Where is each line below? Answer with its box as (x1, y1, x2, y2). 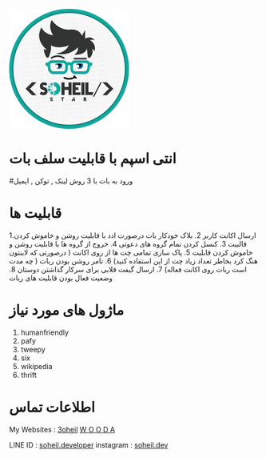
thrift (20, 370, 37, 380)
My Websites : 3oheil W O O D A (9, 424, 115, 434)
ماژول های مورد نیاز (9, 301, 125, 319)
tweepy (20, 344, 46, 354)
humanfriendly (20, 327, 69, 337)
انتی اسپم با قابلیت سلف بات (9, 150, 177, 168)
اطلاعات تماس (9, 398, 95, 416)
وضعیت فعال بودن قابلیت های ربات (9, 273, 113, 283)
